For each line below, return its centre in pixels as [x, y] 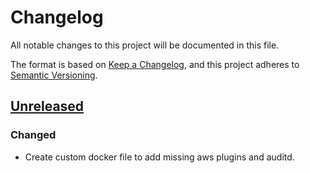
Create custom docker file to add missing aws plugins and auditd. [159, 157]
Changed [33, 135]
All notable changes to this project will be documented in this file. [145, 45]
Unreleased [47, 106]
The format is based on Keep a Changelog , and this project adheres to [155, 64]
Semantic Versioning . [54, 75]
